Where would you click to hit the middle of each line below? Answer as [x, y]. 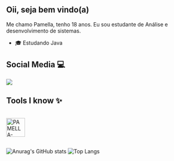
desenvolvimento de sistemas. [44, 31]
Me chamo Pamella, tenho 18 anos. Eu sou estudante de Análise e [87, 24]
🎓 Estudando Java [39, 43]
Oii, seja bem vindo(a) [48, 10]
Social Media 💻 [36, 65]
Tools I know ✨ [34, 101]
